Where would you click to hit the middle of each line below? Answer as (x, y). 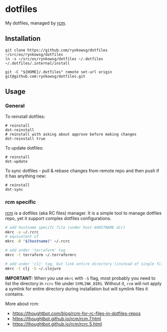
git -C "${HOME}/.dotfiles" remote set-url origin (59, 72)
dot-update (16, 162)
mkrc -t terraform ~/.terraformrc (41, 255)
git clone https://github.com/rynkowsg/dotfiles (56, 50)
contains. (15, 294)
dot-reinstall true (25, 139)
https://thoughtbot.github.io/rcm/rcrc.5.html (57, 324)
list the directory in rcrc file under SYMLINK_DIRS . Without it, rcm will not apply (83, 283)
